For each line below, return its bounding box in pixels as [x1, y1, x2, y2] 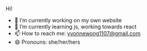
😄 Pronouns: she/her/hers [14, 38, 81, 46]
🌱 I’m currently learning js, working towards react [14, 23, 137, 30]
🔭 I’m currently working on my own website [14, 17, 122, 23]
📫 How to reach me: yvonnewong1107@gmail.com [14, 30, 141, 37]
